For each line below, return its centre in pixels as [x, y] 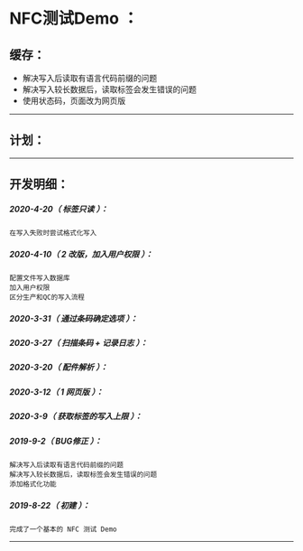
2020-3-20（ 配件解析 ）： [59, 368]
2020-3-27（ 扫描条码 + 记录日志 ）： [79, 343]
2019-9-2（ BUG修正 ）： [55, 441]
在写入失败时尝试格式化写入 [53, 233]
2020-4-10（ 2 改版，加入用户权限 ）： [81, 254]
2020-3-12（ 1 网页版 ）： [56, 392]
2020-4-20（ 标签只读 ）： [59, 209]
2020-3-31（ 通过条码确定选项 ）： [73, 318]
